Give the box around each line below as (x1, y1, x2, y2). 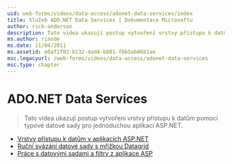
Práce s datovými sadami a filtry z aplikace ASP (17, 149, 153, 157)
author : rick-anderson (7, 23, 72, 30)
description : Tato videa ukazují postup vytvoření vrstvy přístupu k (7, 29, 212, 37)
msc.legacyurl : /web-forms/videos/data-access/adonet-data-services (7, 55, 209, 62)
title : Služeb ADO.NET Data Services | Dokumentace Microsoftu (7, 17, 193, 23)
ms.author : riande (7, 36, 60, 43)
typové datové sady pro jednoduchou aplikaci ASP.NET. (23, 121, 183, 130)
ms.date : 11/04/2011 (7, 42, 67, 49)
